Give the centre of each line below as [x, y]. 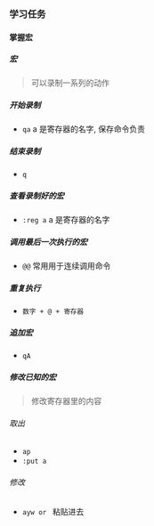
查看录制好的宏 [36, 196]
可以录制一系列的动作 [70, 83]
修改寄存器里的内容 [66, 401]
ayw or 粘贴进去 [53, 511]
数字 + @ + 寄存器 [53, 312]
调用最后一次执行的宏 [48, 241]
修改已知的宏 [32, 376]
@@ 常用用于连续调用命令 [66, 266]
